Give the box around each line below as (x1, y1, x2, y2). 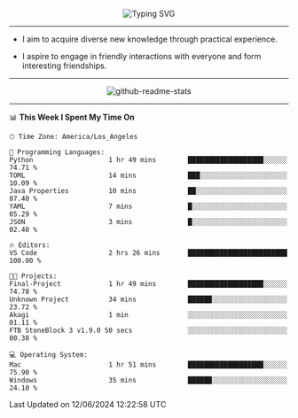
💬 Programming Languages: (9, 148, 105, 157)
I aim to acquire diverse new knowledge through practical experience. (21, 34, 278, 44)
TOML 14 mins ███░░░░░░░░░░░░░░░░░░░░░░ (9, 171, 288, 180)
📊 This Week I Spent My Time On (9, 112, 135, 122)
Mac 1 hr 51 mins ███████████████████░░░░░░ (9, 360, 288, 369)
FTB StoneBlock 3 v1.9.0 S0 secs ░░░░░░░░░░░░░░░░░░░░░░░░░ (9, 326, 288, 335)
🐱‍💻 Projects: (9, 272, 58, 281)
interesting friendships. (21, 60, 107, 71)
